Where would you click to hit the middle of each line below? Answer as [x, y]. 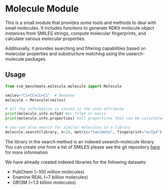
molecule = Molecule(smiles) [35, 100]
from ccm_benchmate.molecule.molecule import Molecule [63, 86]
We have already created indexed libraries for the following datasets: [76, 162]
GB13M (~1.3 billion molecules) [44, 182]
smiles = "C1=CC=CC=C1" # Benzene [40, 95]
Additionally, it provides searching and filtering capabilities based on [75, 48]
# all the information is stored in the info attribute [64, 109]
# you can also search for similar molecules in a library [68, 127]
